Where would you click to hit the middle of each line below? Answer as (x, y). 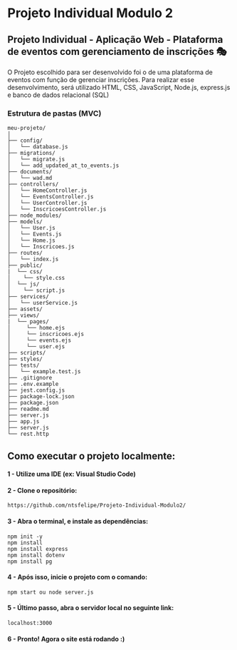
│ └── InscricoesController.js (57, 209)
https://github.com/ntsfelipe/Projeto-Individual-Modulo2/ (97, 506)
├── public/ (25, 265)
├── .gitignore (30, 378)
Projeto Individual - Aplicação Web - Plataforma (115, 40)
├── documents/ (30, 172)
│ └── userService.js (43, 303)
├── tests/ (23, 365)
